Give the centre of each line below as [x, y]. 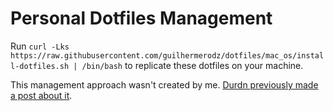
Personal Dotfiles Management [141, 18]
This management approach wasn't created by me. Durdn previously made [164, 84]
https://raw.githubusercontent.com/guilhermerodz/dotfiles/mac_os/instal [167, 55]
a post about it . [41, 95]
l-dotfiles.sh [40, 66]
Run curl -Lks [40, 46]
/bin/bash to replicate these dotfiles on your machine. [192, 65]
